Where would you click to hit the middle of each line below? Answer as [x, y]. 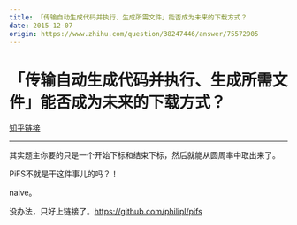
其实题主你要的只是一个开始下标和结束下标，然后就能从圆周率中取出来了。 [145, 155]
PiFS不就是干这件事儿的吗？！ [64, 174]
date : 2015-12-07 [41, 26]
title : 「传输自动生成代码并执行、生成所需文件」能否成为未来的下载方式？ [128, 17]
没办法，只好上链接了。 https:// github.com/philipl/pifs [106, 212]
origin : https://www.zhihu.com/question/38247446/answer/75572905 [134, 34]
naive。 [23, 193]
